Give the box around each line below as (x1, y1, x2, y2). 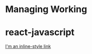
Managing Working (5, 4, 87, 15)
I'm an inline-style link (5, 43, 51, 49)
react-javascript (5, 27, 75, 38)
